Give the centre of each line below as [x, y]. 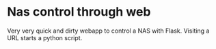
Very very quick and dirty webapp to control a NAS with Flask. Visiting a [108, 31]
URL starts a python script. [45, 37]
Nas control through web [79, 12]
